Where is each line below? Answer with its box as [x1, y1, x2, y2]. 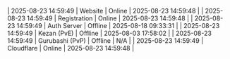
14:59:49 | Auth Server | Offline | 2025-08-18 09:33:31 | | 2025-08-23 [16, 22, 220, 29]
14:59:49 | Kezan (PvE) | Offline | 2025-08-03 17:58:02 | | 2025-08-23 [7, 29, 212, 37]
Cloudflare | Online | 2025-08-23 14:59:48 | [7, 44, 135, 52]
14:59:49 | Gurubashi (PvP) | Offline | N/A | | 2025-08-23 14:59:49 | [7, 37, 204, 45]
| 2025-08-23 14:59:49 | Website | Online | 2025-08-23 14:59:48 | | [7, 7, 204, 15]
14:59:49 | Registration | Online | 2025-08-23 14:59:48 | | [27, 14, 193, 22]
